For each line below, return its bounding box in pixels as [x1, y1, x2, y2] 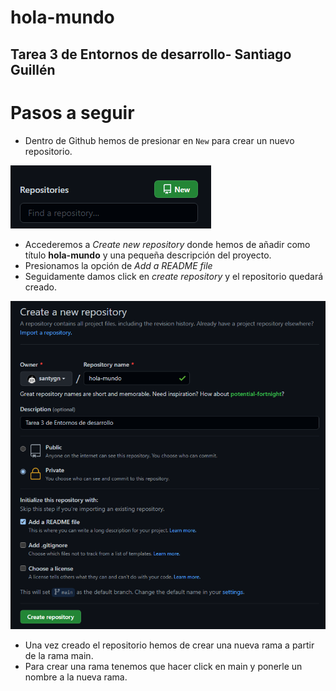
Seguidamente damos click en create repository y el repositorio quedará [24, 270, 324, 282]
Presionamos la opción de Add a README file [24, 259, 213, 271]
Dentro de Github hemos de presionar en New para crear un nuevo [24, 134, 295, 146]
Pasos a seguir [10, 101, 135, 124]
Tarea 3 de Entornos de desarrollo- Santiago [10, 46, 292, 63]
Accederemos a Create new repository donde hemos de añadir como [24, 238, 311, 250]
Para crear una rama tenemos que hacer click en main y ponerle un [24, 661, 303, 673]
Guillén [10, 61, 56, 78]
